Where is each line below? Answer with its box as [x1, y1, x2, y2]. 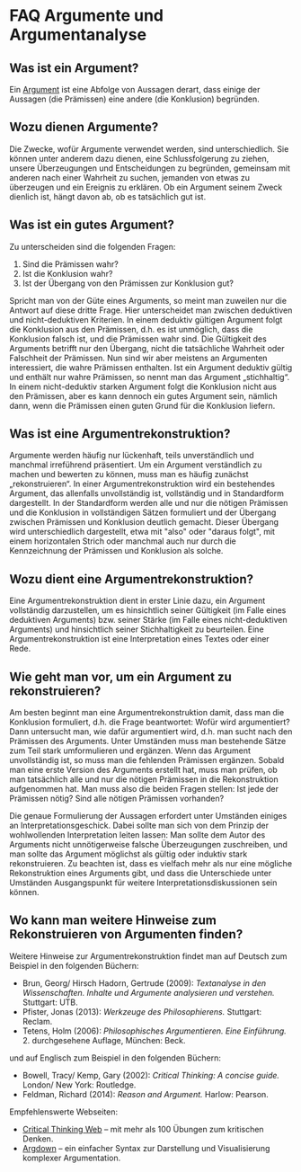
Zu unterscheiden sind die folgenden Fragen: [9, 241, 176, 252]
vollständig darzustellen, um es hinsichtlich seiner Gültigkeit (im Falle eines [9, 605, 287, 616]
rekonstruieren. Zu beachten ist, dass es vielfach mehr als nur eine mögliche [9, 858, 293, 869]
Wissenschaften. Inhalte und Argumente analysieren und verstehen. [22, 987, 276, 998]
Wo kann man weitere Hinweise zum [9, 913, 217, 928]
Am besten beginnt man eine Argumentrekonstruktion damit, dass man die [9, 707, 285, 718]
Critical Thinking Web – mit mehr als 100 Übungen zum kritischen [22, 1123, 264, 1134]
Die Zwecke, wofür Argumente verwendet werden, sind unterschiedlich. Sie [9, 143, 289, 154]
